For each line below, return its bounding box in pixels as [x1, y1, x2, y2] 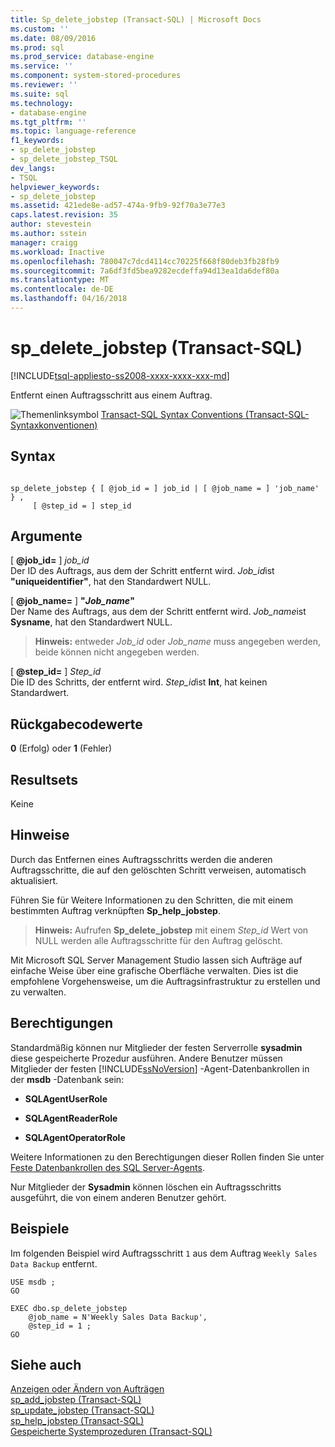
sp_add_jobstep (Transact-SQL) [10, 1394, 142, 1406]
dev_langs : [10, 163, 56, 173]
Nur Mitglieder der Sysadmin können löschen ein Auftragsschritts [10, 1181, 282, 1193]
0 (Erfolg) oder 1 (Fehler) [10, 742, 113, 755]
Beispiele [10, 1221, 70, 1238]
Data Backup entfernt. [10, 1257, 98, 1270]
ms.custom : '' [10, 24, 70, 34]
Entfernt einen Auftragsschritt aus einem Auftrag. [10, 389, 213, 401]
